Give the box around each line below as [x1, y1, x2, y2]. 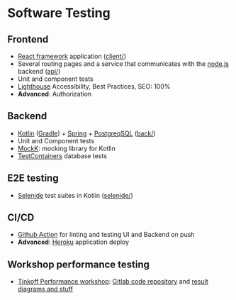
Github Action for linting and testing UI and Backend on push [17, 230, 195, 239]
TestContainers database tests [17, 151, 108, 160]
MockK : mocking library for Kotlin [17, 144, 116, 152]
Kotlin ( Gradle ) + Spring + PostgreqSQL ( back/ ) [17, 129, 156, 138]
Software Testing [7, 5, 111, 21]
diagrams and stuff [17, 285, 73, 294]
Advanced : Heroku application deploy [17, 238, 130, 246]
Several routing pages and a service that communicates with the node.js [17, 60, 229, 68]
